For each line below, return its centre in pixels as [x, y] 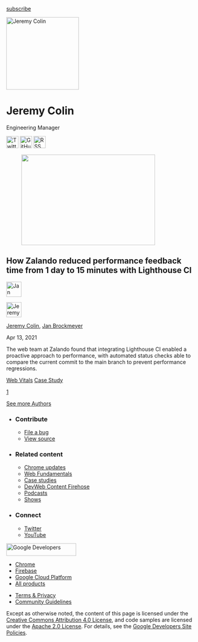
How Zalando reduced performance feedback [94, 261]
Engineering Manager [33, 127]
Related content [39, 454]
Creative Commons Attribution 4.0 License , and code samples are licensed [99, 620]
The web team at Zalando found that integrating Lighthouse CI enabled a [97, 349]
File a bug [36, 432]
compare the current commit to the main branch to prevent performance [96, 362]
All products [30, 583]
